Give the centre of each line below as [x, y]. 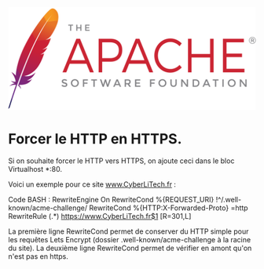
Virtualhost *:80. [35, 169]
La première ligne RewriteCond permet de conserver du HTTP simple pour [128, 231]
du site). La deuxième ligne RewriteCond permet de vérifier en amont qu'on [130, 248]
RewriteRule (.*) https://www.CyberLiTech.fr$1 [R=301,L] [100, 216]
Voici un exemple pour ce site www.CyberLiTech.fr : [92, 184]
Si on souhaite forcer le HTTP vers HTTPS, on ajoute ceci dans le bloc [121, 161]
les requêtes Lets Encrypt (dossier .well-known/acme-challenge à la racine [130, 239]
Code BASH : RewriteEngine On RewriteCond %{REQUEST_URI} [111, 199]
